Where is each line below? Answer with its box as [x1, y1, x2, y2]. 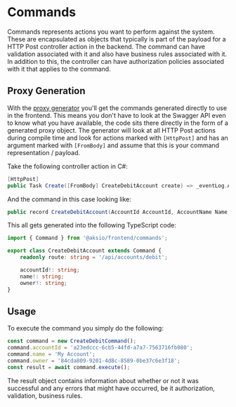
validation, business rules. [7, 391, 83, 400]
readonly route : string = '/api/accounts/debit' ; [20, 254, 169, 261]
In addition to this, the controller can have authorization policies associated [7, 57, 225, 65]
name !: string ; [20, 273, 65, 280]
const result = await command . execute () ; [7, 363, 131, 371]
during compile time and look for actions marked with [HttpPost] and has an [7, 133, 228, 142]
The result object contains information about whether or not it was [7, 376, 199, 385]
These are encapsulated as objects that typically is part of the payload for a [7, 34, 226, 43]
